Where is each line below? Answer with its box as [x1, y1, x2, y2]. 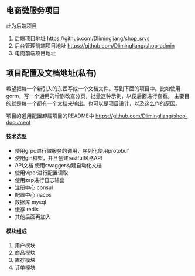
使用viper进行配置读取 [14, 169, 69, 176]
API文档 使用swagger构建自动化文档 [14, 161, 102, 169]
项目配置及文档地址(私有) [6, 68, 97, 78]
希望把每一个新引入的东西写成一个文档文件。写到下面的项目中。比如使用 [6, 85, 180, 92]
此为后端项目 [6, 22, 37, 29]
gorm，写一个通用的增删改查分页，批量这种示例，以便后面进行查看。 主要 [6, 92, 184, 99]
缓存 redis [14, 206, 39, 213]
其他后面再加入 [14, 213, 51, 220]
